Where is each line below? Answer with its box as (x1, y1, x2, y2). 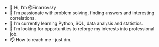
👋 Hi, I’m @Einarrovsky (9, 5, 56, 10)
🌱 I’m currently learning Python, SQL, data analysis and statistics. (9, 20, 143, 26)
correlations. (9, 15, 36, 21)
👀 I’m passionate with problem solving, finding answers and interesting (9, 10, 155, 16)
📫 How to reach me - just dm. (9, 37, 72, 42)
